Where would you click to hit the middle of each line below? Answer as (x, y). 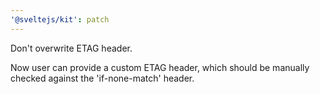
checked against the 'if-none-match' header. (102, 78)
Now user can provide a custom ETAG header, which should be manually (160, 67)
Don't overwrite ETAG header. (71, 48)
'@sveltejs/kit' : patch (60, 19)
